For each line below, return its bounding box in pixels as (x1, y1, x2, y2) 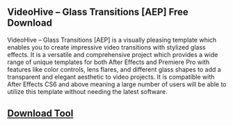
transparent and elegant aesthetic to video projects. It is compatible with (7, 72, 215, 81)
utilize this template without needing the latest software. (7, 87, 168, 95)
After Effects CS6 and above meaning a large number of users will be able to (7, 80, 227, 88)
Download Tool (7, 108, 74, 120)
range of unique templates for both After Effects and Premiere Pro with (7, 58, 210, 66)
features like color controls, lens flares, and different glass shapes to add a (7, 65, 221, 73)
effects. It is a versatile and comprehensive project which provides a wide (7, 50, 218, 58)
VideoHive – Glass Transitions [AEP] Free (7, 6, 189, 18)
